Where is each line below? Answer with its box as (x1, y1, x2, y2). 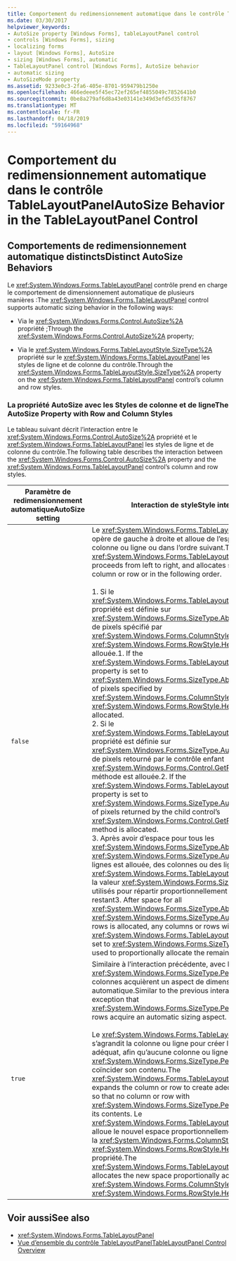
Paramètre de (24, 487, 72, 497)
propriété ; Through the (17, 324, 84, 333)
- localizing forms (7, 43, 65, 50)
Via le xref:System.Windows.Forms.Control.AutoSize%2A (17, 316, 184, 325)
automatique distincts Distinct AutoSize (7, 251, 183, 263)
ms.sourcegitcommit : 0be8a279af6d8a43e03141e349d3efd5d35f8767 (7, 96, 197, 103)
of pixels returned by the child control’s (91, 807, 221, 816)
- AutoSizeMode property (7, 75, 80, 83)
